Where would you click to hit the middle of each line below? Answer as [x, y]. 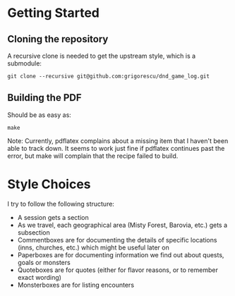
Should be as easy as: [40, 115]
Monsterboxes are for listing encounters [76, 285]
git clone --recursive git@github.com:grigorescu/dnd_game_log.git [109, 76]
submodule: [25, 63]
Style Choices [49, 184]
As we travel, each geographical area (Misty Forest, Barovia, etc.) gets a [122, 225]
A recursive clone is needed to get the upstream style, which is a [102, 56]
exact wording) [40, 277]
